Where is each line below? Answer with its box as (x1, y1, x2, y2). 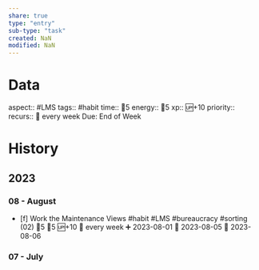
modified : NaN (8, 42, 56, 50)
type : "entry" (8, 19, 56, 27)
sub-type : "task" (8, 26, 66, 34)
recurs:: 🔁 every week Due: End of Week (8, 111, 141, 121)
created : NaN (8, 34, 52, 42)
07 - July (8, 251, 44, 262)
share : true (8, 11, 48, 20)
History (8, 139, 59, 158)
